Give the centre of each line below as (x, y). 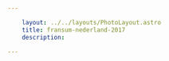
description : (43, 37)
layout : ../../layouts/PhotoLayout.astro (91, 22)
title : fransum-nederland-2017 (74, 30)
